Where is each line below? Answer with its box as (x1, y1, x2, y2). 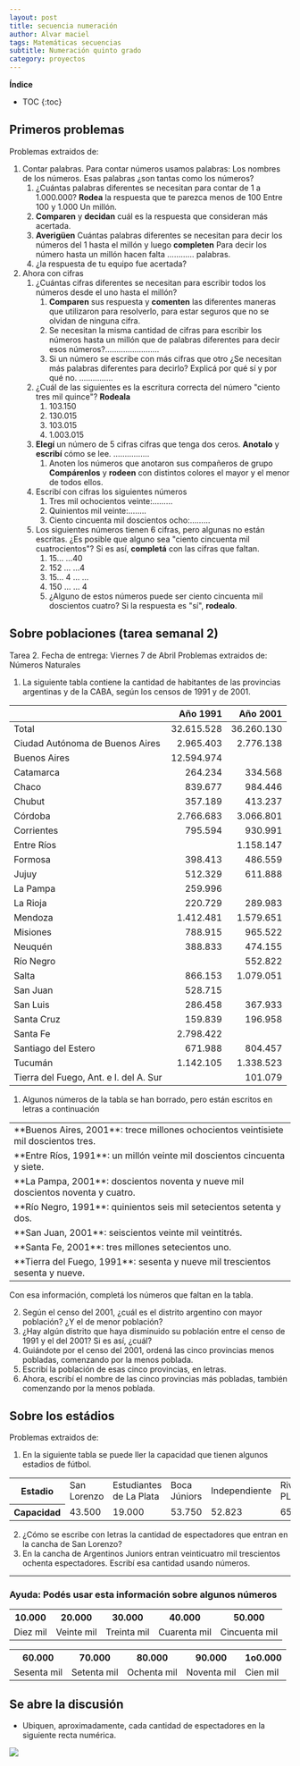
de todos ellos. (48, 476, 104, 487)
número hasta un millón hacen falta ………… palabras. (35, 248, 231, 259)
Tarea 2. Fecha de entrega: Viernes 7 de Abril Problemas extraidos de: (9, 650, 268, 660)
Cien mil (245, 1666, 279, 1678)
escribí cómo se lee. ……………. (35, 448, 150, 458)
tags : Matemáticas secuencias (9, 38, 122, 47)
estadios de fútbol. (21, 1459, 92, 1470)
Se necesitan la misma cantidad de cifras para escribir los (48, 324, 262, 335)
